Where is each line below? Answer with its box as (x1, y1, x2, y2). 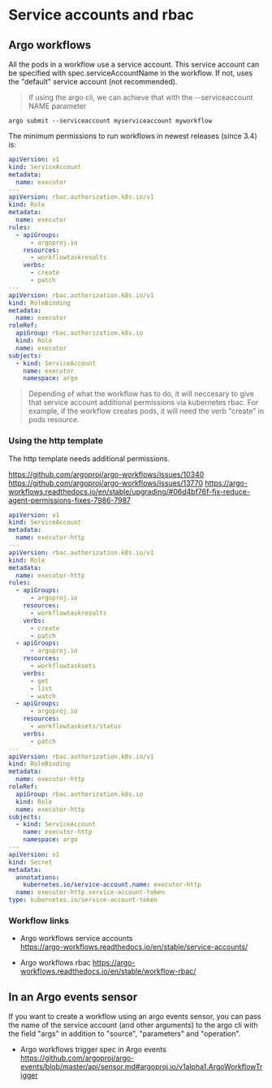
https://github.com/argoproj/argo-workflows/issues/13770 (8, 477, 204, 488)
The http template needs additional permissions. (8, 453, 171, 464)
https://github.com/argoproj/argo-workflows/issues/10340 (8, 469, 205, 479)
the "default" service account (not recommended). (8, 77, 178, 86)
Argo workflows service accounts (19, 934, 133, 943)
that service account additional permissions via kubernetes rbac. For (28, 398, 259, 408)
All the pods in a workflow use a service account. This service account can (8, 59, 260, 69)
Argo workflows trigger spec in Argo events (19, 1045, 166, 1055)
